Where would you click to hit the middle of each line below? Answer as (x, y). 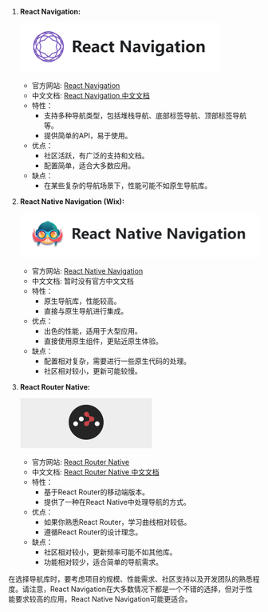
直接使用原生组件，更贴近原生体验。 (103, 341)
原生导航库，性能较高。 (82, 301)
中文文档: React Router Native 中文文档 (95, 472)
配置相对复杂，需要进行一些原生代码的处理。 (117, 361)
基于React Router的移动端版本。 (97, 492)
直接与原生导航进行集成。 (86, 311)
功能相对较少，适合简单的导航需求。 (103, 562)
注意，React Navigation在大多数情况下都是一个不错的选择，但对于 (138, 589)
